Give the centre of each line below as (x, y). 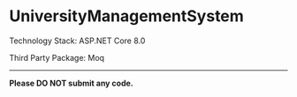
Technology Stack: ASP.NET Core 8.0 (77, 41)
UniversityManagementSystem (127, 16)
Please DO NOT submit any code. (72, 83)
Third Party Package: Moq (57, 57)
